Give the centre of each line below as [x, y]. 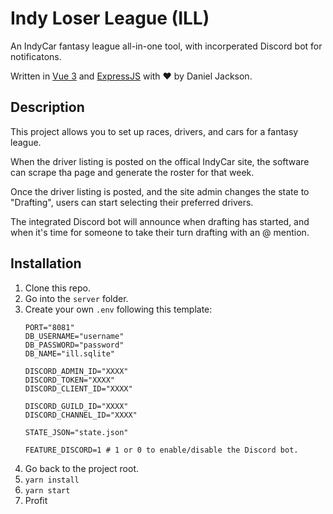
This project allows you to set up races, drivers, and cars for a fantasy [154, 131]
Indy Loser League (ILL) [110, 18]
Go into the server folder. [76, 298]
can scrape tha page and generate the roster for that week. [132, 172]
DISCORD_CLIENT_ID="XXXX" [78, 388]
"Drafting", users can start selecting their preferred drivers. [132, 202]
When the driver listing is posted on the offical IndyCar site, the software [160, 161]
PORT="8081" [49, 327]
